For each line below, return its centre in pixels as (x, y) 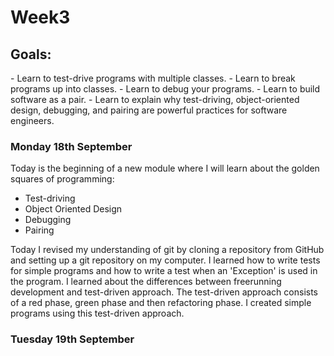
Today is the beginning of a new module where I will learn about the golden (165, 168)
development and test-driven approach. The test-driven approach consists (164, 292)
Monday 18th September (71, 146)
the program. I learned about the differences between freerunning (146, 282)
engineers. (32, 120)
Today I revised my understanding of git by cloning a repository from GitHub (167, 250)
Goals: (31, 54)
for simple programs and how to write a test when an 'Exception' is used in (164, 271)
